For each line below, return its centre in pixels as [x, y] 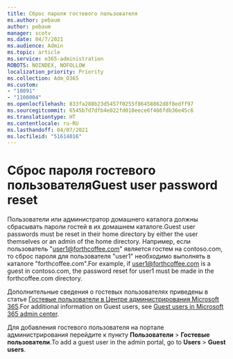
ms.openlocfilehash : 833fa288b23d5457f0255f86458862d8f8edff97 [101, 104]
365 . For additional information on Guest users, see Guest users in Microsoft [115, 307]
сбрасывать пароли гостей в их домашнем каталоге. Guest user [101, 227]
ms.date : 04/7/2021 [35, 40]
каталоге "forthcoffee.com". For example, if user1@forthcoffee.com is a [109, 264]
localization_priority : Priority [55, 72]
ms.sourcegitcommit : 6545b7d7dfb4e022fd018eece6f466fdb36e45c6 [101, 110]
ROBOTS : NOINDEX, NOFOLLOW [46, 65]
